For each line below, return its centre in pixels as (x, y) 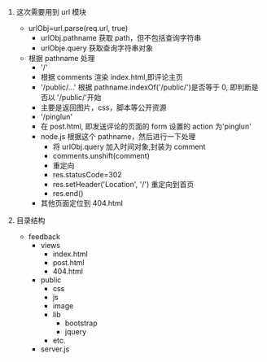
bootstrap (81, 323)
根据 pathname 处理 (61, 58)
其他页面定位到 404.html (82, 203)
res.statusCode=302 (87, 174)
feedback (44, 237)
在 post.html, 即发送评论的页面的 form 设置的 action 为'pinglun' (146, 126)
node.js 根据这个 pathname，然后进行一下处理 (118, 136)
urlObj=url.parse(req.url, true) (78, 28)
